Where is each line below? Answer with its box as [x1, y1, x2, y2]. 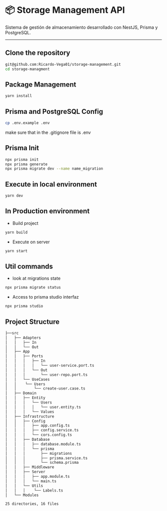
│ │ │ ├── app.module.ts [5, 474, 70, 479]
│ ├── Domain [5, 391, 37, 396]
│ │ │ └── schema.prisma [5, 460, 79, 465]
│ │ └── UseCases [5, 377, 50, 382]
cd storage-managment [5, 66, 50, 72]
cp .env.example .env [5, 120, 50, 125]
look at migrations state [12, 275, 61, 282]
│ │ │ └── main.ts [5, 479, 57, 484]
